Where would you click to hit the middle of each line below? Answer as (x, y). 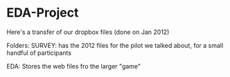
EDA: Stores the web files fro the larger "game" (74, 66)
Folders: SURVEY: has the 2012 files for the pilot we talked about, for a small (115, 45)
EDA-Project (43, 13)
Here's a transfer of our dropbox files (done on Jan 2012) (88, 32)
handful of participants (39, 53)
